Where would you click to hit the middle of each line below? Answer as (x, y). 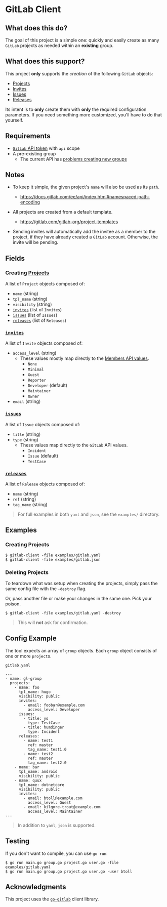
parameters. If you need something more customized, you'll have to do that (83, 114)
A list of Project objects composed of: (45, 284)
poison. (13, 604)
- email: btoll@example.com (53, 798)
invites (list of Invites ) (37, 310)
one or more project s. (28, 656)
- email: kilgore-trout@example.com (62, 807)
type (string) (26, 439)
